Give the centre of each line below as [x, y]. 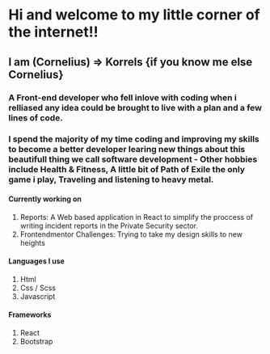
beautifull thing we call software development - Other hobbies [133, 159]
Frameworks [30, 315]
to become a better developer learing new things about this [127, 150]
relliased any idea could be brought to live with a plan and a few [135, 107]
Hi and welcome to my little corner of [134, 15]
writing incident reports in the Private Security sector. [109, 225]
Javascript [38, 296]
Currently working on [45, 199]
